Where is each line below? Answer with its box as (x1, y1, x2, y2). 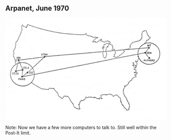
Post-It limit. (5, 130, 31, 136)
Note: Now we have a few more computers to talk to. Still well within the (5, 124, 157, 130)
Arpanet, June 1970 (5, 4, 69, 13)
